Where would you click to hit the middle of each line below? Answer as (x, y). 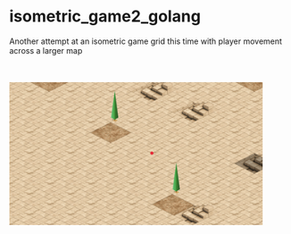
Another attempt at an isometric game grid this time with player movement (146, 41)
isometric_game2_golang (105, 17)
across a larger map (46, 50)
